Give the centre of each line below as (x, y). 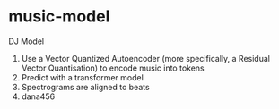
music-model (59, 17)
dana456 (38, 96)
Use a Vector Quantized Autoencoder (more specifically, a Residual (146, 58)
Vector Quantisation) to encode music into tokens (113, 68)
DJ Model (26, 41)
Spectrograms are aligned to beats (85, 87)
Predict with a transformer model (83, 77)
